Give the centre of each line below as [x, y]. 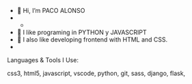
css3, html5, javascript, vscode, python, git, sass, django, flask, [96, 73]
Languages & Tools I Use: [43, 60]
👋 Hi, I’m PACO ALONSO [51, 11]
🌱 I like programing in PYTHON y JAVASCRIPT [82, 32]
